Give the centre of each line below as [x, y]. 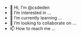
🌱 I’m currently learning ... [36, 18]
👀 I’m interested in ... [30, 13]
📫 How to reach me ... [32, 28]
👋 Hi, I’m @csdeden [30, 8]
